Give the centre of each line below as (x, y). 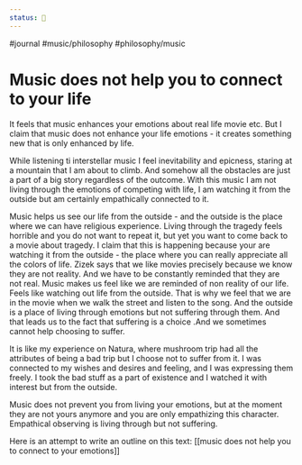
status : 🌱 (28, 18)
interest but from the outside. (64, 387)
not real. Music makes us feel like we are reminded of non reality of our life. (149, 283)
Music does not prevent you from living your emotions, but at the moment (146, 404)
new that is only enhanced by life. (72, 143)
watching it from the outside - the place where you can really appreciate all (149, 254)
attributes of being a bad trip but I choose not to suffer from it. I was (135, 358)
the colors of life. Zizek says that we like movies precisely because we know (151, 264)
